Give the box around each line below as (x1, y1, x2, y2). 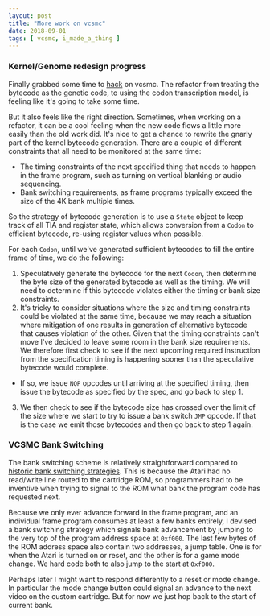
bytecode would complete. (19, 362, 109, 372)
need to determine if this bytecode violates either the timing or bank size (19, 285, 261, 295)
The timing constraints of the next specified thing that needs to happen (19, 162, 256, 172)
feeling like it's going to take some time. (8, 96, 140, 105)
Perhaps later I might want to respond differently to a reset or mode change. (8, 574, 260, 584)
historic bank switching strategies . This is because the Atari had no (8, 466, 231, 476)
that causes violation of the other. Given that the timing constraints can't (19, 328, 260, 338)
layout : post (8, 11, 52, 20)
